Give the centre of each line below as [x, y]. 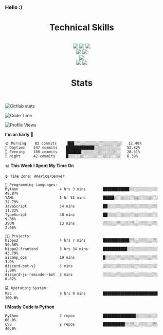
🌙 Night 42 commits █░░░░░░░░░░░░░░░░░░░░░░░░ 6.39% [72, 156]
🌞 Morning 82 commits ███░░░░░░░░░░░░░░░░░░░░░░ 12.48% [73, 143]
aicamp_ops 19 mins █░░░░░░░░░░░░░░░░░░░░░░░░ [81, 257]
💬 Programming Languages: [31, 185]
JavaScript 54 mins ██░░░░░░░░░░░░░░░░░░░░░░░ [81, 206]
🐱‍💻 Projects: [18, 236]
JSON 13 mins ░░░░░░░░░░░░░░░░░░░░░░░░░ [81, 223]
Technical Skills [82, 28]
